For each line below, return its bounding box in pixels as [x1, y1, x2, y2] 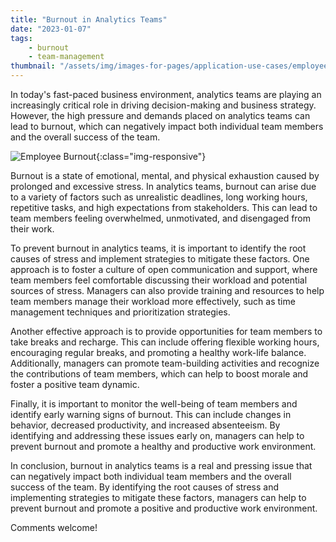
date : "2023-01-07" [10, 24, 92, 34]
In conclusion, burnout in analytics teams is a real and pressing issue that [10, 460, 313, 471]
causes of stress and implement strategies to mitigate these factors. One [10, 253, 310, 265]
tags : [10, 33, 33, 43]
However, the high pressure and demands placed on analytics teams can [10, 110, 311, 121]
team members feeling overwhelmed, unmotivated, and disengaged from [10, 212, 312, 224]
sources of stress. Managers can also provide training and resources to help [10, 285, 325, 296]
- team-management [28, 52, 105, 62]
